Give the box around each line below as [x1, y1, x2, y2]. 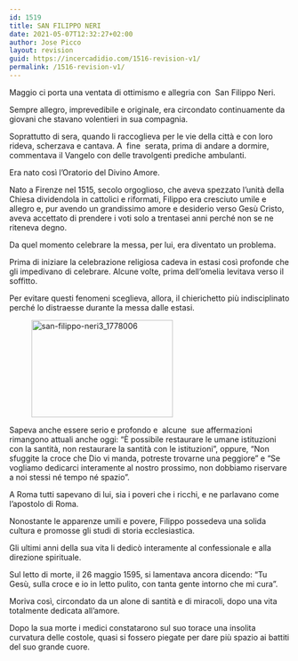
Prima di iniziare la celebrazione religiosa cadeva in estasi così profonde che [9, 256, 290, 267]
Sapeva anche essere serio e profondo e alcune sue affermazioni [9, 424, 253, 435]
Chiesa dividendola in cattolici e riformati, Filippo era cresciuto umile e [9, 193, 267, 205]
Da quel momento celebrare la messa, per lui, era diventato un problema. [9, 239, 277, 250]
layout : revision [9, 46, 74, 55]
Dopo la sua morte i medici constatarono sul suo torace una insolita [9, 622, 256, 633]
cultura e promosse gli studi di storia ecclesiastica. [9, 525, 196, 536]
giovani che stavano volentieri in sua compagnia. [9, 113, 189, 125]
